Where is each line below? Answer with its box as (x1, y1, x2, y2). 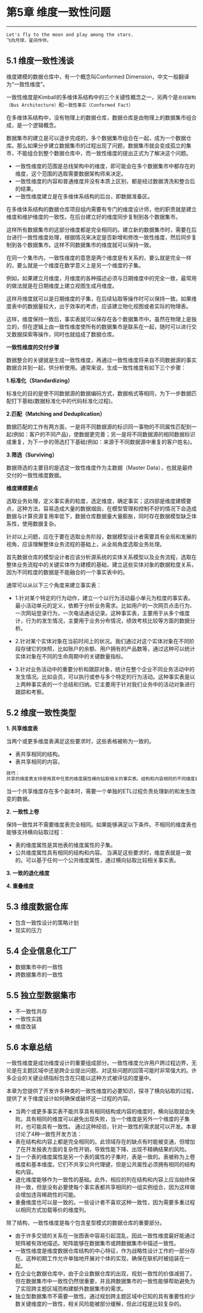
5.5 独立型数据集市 (6, 991, 77, 1001)
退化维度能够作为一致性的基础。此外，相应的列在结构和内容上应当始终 (14, 1176, 190, 1183)
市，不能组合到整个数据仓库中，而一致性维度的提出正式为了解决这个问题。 (6, 149, 192, 156)
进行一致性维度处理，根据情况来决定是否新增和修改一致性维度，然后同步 (11, 233, 192, 241)
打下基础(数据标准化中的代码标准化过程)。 (11, 397, 117, 404)
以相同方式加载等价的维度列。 (14, 1206, 89, 1214)
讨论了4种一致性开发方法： (14, 1131, 83, 1138)
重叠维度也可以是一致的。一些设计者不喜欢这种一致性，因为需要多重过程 (14, 1198, 195, 1206)
